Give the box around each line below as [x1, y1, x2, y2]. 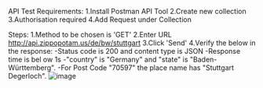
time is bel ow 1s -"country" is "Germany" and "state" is [8, 55, 188, 64]
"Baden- [189, 55, 217, 64]
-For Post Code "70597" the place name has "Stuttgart [57, 63, 234, 72]
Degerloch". [8, 72, 47, 80]
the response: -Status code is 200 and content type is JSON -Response [8, 47, 241, 55]
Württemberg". [8, 63, 57, 72]
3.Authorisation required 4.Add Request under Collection [8, 15, 192, 24]
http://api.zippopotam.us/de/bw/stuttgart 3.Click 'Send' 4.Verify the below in [8, 38, 256, 48]
